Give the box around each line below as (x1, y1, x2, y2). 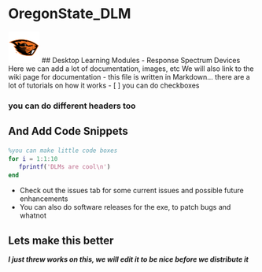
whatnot (19, 211, 47, 221)
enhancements (19, 194, 68, 203)
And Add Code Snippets (8, 125, 128, 138)
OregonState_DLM (8, 5, 131, 23)
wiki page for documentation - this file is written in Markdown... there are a (8, 72, 250, 81)
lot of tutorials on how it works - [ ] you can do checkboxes (8, 80, 200, 90)
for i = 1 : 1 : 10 (8, 155, 58, 162)
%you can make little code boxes (8, 147, 118, 155)
